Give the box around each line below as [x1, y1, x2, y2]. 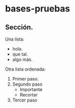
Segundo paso [12, 81, 43, 87]
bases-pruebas [5, 3, 71, 14]
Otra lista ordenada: [5, 66, 46, 72]
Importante [19, 86, 43, 92]
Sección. [5, 23, 33, 31]
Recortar [19, 92, 38, 97]
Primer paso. [12, 76, 39, 81]
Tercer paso [12, 97, 37, 103]
